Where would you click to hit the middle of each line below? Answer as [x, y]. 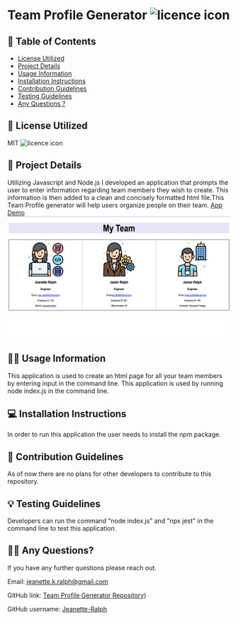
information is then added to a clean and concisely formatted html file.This [116, 197]
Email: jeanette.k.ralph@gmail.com [58, 581]
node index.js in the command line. [58, 391]
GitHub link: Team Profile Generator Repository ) [77, 595]
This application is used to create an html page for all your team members [115, 375]
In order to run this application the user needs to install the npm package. [114, 434]
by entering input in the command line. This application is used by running [115, 383]
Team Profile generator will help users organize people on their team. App [115, 205]
